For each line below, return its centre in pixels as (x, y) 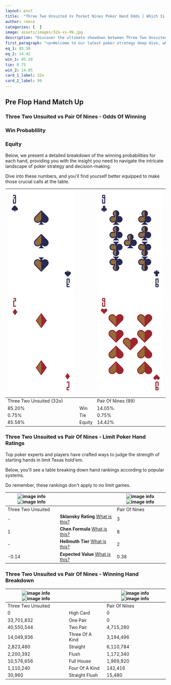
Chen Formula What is (83, 529)
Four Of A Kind (84, 668)
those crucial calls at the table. (37, 181)
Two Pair (78, 627)
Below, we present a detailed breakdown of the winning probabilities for (80, 155)
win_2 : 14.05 (19, 70)
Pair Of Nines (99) (116, 401)
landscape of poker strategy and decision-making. (58, 166)
